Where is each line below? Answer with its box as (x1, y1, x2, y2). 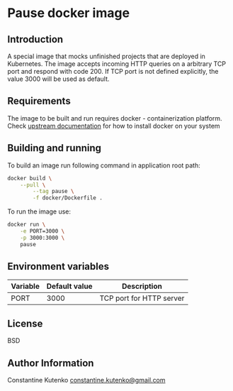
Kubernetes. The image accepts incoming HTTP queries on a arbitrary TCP (7, 60, 227, 68)
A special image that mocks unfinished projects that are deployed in (7, 52, 205, 60)
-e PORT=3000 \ (20, 228, 65, 235)
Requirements (7, 95, 71, 107)
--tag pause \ (33, 188, 74, 195)
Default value (46, 282, 93, 292)
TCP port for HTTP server (99, 293, 185, 303)
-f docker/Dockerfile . (33, 194, 103, 202)
